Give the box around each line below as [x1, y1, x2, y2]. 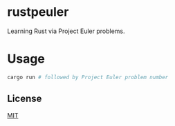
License [7, 93, 42, 105]
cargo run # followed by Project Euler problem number [7, 74, 169, 81]
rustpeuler [7, 4, 69, 20]
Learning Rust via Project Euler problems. [7, 27, 125, 35]
